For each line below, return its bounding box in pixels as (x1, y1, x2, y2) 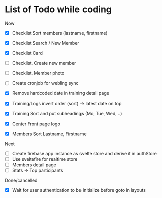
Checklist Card (12, 50, 43, 56)
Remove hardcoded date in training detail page (12, 90, 109, 96)
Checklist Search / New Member (12, 40, 80, 46)
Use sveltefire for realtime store (12, 156, 78, 162)
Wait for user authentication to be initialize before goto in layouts (12, 187, 146, 193)
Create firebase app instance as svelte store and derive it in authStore (12, 150, 157, 156)
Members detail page (12, 162, 56, 168)
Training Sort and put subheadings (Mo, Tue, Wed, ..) (12, 111, 122, 117)
